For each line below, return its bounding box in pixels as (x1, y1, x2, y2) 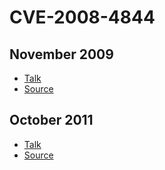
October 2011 (9, 112, 94, 129)
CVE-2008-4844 (9, 6, 156, 29)
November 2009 (9, 46, 114, 63)
